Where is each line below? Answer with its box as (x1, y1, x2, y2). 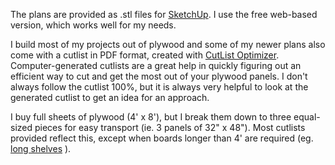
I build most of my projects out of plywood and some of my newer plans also (10, 39, 326, 50)
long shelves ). (10, 143, 72, 154)
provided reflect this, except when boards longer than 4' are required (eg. (10, 132, 314, 144)
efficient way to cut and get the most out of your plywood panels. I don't (10, 70, 308, 82)
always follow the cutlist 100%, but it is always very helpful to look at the (10, 81, 309, 93)
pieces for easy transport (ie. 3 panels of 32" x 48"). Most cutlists (34, 122, 306, 133)
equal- (293, 111, 321, 123)
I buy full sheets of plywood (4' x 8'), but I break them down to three (10, 111, 292, 123)
